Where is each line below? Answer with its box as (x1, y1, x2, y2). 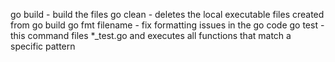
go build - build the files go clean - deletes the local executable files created (10, 9, 325, 20)
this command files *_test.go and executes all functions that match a (10, 30, 292, 41)
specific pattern (10, 40, 76, 52)
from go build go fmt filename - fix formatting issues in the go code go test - (10, 19, 325, 31)
